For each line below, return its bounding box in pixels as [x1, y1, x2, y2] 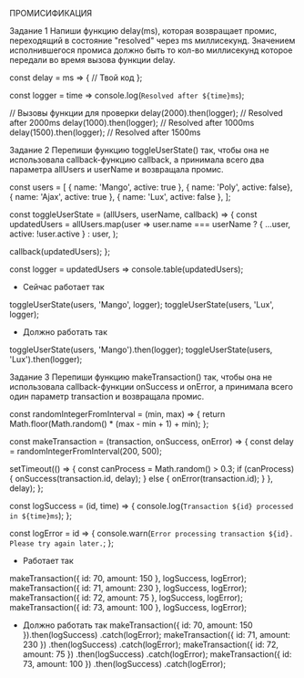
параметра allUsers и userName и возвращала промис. [9, 164, 225, 174]
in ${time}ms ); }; [9, 510, 73, 521]
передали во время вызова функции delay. [9, 55, 176, 65]
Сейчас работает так [22, 282, 105, 292]
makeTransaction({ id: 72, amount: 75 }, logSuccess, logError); [9, 592, 243, 603]
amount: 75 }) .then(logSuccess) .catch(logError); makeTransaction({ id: [22, 649, 292, 660]
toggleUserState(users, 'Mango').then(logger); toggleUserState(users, [9, 344, 273, 355]
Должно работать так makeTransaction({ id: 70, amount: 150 [22, 620, 253, 631]
